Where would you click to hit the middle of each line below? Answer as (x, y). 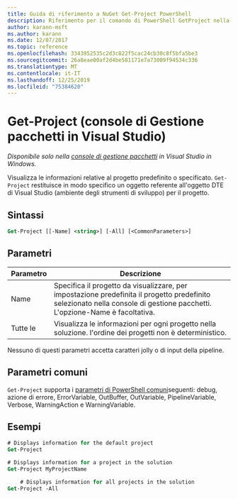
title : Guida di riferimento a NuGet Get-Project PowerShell (100, 14)
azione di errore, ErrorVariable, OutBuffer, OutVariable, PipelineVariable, (112, 397)
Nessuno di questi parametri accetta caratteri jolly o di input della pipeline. (116, 350)
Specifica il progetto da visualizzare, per (120, 285)
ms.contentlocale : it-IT (44, 73)
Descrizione (140, 273)
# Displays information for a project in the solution (90, 463)
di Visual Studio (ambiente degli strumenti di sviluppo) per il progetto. (108, 193)
